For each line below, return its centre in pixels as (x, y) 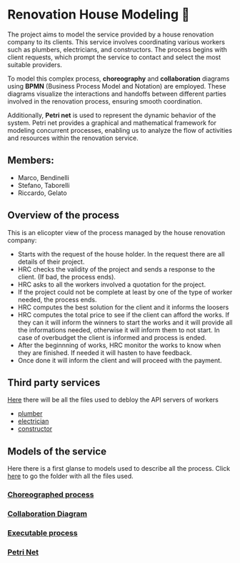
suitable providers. (35, 64)
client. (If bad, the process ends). (67, 276)
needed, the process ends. (57, 299)
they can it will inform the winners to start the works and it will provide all (125, 322)
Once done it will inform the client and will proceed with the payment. (120, 360)
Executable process (42, 533)
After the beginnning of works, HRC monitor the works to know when (119, 345)
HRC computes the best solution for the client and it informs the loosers (123, 307)
